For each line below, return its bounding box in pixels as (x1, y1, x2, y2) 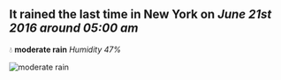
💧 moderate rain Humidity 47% (9, 44, 122, 55)
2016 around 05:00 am (9, 21, 139, 36)
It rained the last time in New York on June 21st (9, 7, 272, 22)
